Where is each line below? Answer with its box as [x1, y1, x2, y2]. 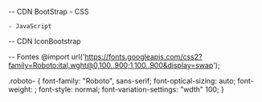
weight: [8, 84, 34, 94]
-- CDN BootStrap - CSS [8, 7, 89, 16]
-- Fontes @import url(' [8, 52, 85, 61]
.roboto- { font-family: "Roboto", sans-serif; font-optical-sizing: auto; [8, 76, 236, 85]
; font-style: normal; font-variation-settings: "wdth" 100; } [35, 84, 225, 94]
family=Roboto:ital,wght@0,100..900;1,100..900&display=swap [8, 60, 214, 70]
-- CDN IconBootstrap [8, 36, 82, 46]
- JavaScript [8, 22, 52, 31]
